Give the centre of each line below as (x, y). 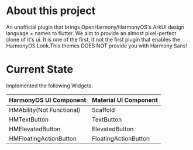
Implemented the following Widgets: (50, 86)
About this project (51, 11)
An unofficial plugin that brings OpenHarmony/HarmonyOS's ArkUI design (95, 27)
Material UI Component (125, 100)
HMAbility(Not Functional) (45, 110)
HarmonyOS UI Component (48, 100)
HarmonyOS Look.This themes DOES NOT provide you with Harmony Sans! (97, 46)
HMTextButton (29, 120)
